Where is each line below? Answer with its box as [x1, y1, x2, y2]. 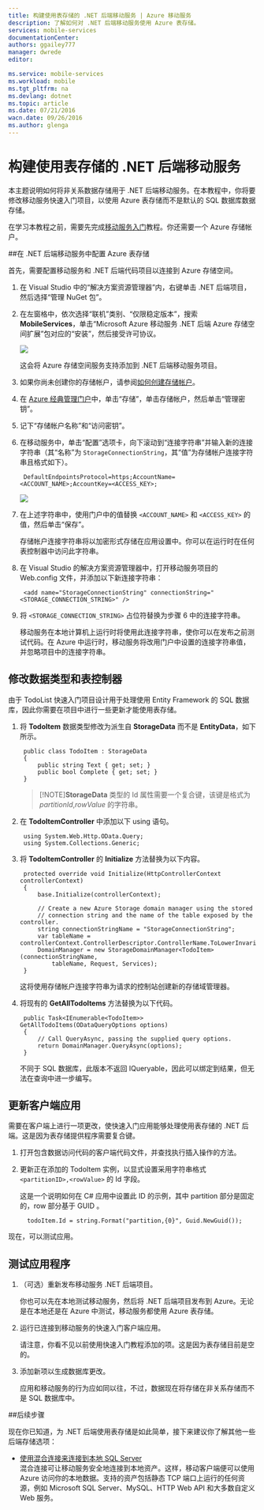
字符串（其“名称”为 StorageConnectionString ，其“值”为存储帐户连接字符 [19, 447, 254, 457]
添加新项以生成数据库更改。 [19, 1367, 110, 1376]
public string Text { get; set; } [37, 761, 151, 769]
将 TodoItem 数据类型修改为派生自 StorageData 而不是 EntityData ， [19, 721, 243, 731]
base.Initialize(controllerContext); [37, 890, 162, 898]
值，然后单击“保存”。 [19, 519, 89, 529]
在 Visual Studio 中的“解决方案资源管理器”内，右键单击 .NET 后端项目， [19, 282, 251, 292]
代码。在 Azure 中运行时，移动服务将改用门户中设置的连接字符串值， [26, 637, 251, 647]
